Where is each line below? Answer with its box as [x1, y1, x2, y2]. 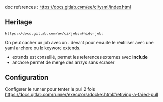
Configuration [5, 73, 49, 82]
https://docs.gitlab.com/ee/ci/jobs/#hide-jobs [5, 31, 104, 36]
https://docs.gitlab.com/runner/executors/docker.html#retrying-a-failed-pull [5, 91, 159, 97]
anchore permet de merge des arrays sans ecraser [12, 59, 115, 65]
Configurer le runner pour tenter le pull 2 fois [5, 86, 95, 92]
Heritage [5, 18, 33, 26]
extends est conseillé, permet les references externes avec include [12, 54, 148, 60]
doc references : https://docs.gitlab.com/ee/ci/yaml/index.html [5, 4, 131, 10]
